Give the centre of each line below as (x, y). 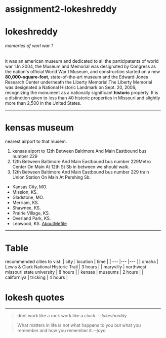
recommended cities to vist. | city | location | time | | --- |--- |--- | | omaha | (82, 262)
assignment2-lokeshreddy (61, 9)
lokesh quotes (35, 297)
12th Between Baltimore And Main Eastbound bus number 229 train (81, 172)
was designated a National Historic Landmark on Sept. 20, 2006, (71, 87)
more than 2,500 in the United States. (43, 103)
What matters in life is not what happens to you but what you (79, 325)
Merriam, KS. (26, 202)
